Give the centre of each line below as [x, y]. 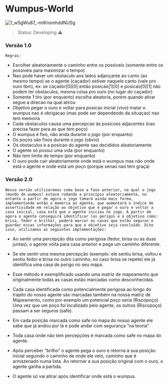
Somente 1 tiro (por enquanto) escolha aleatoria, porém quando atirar [84, 97]
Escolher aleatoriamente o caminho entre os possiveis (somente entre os [88, 65]
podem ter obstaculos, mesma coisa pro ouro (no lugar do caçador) [82, 92]
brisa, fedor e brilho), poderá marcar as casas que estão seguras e [79, 221]
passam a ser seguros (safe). [43, 310]
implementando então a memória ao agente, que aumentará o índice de [79, 203]
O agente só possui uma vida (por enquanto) [59, 151]
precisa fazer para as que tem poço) [50, 129]
